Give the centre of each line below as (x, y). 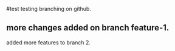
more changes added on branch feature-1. (88, 28)
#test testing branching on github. (49, 9)
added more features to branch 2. (49, 42)
